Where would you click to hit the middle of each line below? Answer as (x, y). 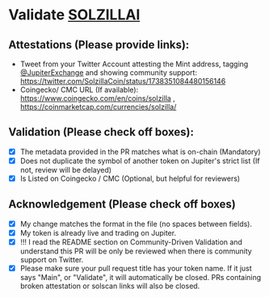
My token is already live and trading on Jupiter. (98, 232)
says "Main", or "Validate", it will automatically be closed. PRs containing (141, 278)
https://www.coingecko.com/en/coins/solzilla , (97, 98)
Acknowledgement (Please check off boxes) (122, 205)
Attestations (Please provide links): (99, 45)
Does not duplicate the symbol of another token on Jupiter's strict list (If (140, 161)
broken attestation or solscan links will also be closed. (110, 286)
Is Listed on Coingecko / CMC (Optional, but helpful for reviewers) (130, 178)
